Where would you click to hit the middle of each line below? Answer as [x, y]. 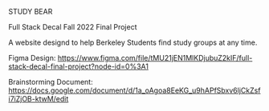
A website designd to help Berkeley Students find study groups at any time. [133, 42]
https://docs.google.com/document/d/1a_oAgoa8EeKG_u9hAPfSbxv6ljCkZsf [134, 90]
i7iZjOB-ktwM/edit [39, 99]
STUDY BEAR [31, 12]
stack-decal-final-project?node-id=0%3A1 [78, 66]
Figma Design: [32, 58]
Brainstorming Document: [51, 82]
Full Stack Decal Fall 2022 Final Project [73, 27]
